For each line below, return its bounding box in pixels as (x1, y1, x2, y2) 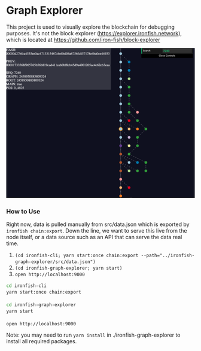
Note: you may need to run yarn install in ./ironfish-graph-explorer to (6, 331, 181, 338)
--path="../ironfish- (141, 252, 195, 259)
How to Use (6, 207, 41, 215)
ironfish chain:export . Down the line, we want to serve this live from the (6, 227, 187, 234)
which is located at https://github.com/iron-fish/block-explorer (6, 36, 160, 43)
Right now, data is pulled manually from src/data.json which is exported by (6, 221, 190, 228)
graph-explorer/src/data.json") (14, 259, 96, 265)
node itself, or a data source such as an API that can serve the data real (6, 234, 182, 241)
